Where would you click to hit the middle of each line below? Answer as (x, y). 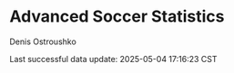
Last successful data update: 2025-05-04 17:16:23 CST (113, 59)
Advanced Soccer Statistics (117, 17)
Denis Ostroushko (43, 41)
